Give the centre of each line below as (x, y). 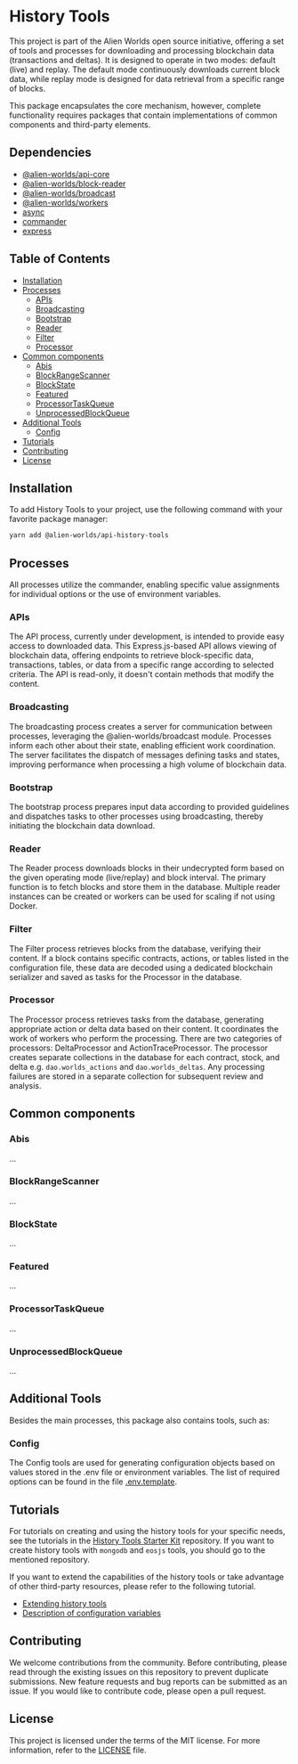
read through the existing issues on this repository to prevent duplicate (139, 1671)
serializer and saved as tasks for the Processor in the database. (125, 976)
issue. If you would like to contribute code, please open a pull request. (138, 1691)
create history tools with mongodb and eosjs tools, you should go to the (137, 1550)
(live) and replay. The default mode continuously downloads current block (145, 69)
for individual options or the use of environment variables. (115, 594)
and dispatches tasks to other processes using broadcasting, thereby (137, 816)
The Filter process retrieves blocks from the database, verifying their (135, 948)
